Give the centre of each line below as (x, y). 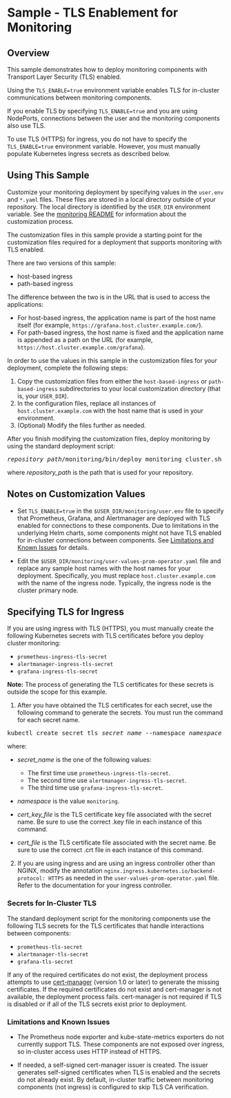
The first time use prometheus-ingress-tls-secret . (99, 773)
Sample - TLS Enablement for (93, 13)
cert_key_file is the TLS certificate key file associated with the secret (114, 815)
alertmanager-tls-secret (53, 954)
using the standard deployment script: (61, 446)
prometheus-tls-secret (50, 947)
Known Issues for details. (53, 547)
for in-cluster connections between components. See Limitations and (115, 540)
